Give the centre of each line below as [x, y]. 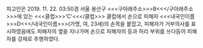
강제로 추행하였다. [38, 39]
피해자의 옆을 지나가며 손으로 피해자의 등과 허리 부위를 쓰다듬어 [111, 31]
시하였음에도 [21, 31]
